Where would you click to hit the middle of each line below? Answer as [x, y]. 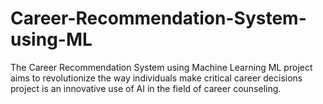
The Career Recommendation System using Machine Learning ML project [161, 67]
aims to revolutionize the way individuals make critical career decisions [156, 78]
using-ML [51, 39]
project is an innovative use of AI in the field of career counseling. [146, 88]
